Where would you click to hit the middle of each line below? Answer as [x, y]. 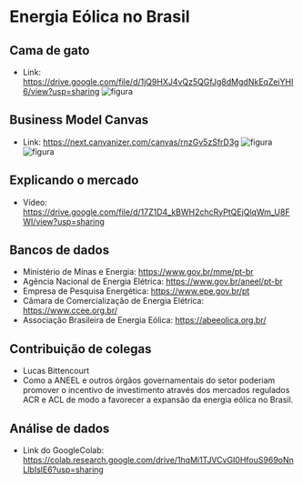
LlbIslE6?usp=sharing [63, 469]
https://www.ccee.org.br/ [70, 310]
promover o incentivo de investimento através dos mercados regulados [156, 390]
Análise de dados [60, 428]
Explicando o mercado [74, 181]
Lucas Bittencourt [56, 371]
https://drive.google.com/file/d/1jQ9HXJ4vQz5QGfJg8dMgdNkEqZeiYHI [158, 82]
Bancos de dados [60, 251]
